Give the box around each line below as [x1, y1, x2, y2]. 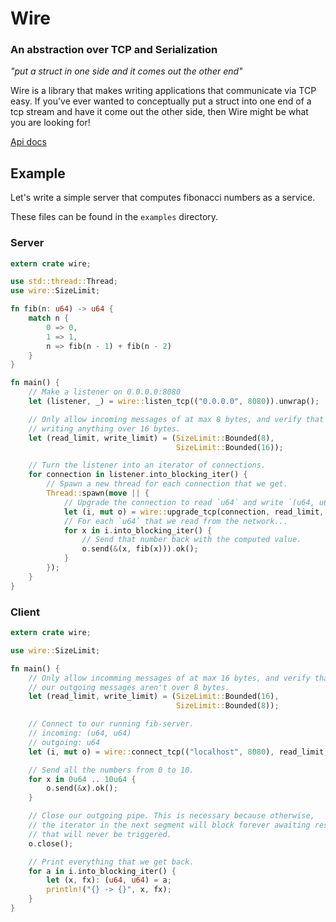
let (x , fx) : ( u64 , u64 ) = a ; [46, 875, 172, 886]
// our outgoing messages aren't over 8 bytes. [28, 682, 230, 692]
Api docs [10, 136, 47, 148]
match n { [28, 313, 70, 324]
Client [10, 605, 40, 619]
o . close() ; [28, 838, 74, 849]
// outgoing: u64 [28, 737, 101, 747]
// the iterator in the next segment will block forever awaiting [28, 820, 311, 831]
